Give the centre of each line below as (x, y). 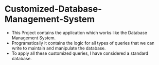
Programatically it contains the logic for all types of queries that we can (83, 43)
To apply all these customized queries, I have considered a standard (80, 53)
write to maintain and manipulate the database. (59, 48)
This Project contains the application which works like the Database (79, 32)
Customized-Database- (53, 9)
